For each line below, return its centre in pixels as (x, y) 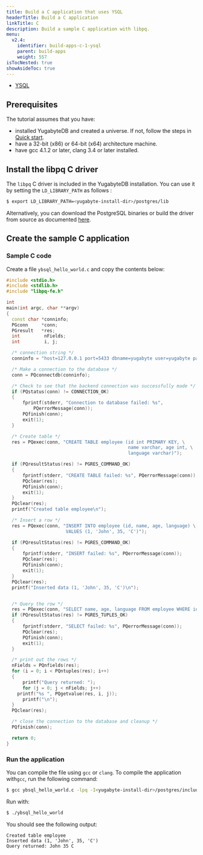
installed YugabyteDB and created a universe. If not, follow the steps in (103, 131)
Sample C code (29, 256)
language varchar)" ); (155, 453)
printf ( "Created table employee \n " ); (59, 509)
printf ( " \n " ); (40, 699)
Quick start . (29, 138)
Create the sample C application (68, 239)
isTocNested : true (29, 62)
